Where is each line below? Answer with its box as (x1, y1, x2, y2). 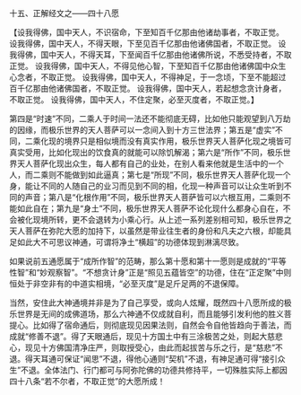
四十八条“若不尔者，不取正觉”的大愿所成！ (9, 376, 166, 386)
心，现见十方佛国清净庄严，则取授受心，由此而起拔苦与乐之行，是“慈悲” (9, 342, 276, 353)
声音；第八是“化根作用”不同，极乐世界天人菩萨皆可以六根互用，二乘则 (24, 192, 284, 202)
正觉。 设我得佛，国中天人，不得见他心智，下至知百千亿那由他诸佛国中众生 (9, 61, 287, 71)
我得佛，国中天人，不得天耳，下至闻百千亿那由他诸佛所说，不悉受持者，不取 (9, 49, 292, 60)
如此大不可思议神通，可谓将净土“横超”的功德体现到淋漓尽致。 (16, 237, 245, 247)
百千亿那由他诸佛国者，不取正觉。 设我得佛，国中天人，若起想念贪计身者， (9, 83, 287, 93)
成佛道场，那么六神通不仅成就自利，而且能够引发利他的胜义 (64, 309, 284, 319)
